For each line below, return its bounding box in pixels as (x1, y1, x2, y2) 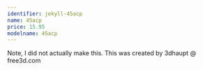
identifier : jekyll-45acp (7, 10, 82, 17)
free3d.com (7, 57, 41, 65)
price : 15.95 (7, 23, 45, 30)
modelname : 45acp (7, 29, 58, 37)
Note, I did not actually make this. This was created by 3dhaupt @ (7, 49, 197, 57)
